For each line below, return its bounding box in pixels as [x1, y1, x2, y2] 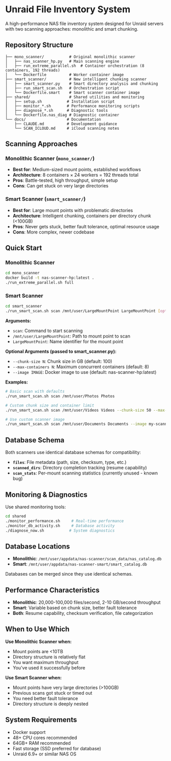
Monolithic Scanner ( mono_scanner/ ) [5, 155, 95, 162]
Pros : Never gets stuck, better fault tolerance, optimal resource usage [12, 223, 159, 229]
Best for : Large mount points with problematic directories [12, 207, 133, 213]
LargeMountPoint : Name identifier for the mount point [12, 339, 124, 345]
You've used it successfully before [12, 664, 85, 671]
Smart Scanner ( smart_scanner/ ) [5, 196, 86, 203]
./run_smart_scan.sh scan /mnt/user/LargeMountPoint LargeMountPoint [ [5, 308, 160, 314]
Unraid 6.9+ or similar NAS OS [12, 751, 76, 757]
